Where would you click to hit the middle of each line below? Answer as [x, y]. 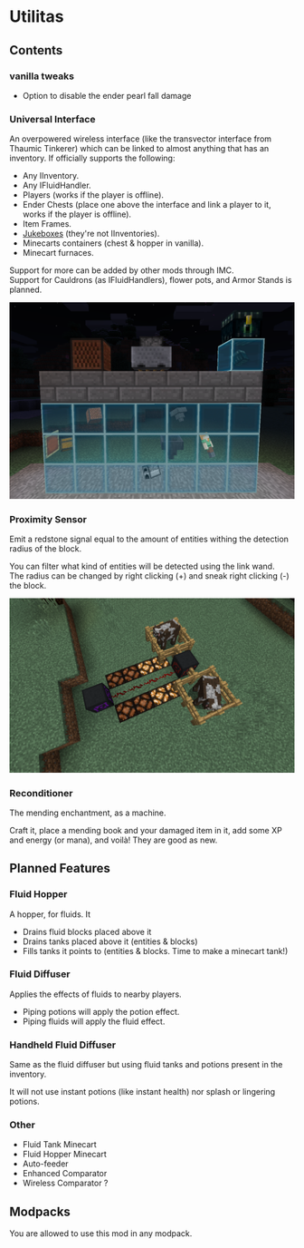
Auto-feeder [46, 1164]
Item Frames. [47, 224]
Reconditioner [41, 793]
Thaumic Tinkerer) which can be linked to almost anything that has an [139, 149]
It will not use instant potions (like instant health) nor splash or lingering [142, 1092]
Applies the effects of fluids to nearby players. [96, 994]
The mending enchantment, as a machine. [88, 813]
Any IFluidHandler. [57, 185]
